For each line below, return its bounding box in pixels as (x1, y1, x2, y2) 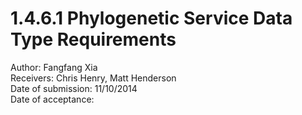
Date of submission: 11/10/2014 (10, 82, 138, 94)
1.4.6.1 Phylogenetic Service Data (10, 7, 293, 30)
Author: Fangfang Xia (10, 61, 98, 73)
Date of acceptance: (10, 93, 95, 105)
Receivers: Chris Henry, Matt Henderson (10, 72, 177, 84)
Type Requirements (10, 28, 177, 51)
